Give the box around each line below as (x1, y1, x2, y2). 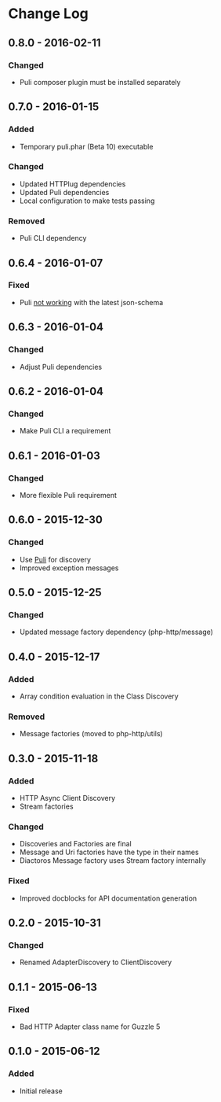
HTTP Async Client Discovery (19, 793, 116, 802)
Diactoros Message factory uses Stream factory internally (19, 856, 206, 865)
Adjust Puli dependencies (19, 362, 103, 371)
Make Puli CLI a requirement (19, 426, 111, 436)
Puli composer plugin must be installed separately (19, 77, 181, 87)
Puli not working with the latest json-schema (19, 297, 164, 307)
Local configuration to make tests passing (19, 196, 155, 205)
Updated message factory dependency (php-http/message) (19, 627, 214, 637)
